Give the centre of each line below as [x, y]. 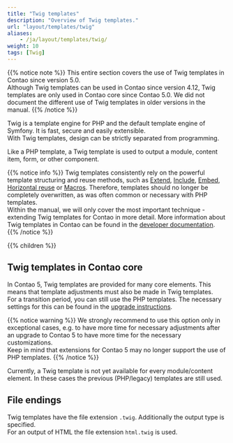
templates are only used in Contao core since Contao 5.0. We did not [106, 94]
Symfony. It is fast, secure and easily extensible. [76, 131]
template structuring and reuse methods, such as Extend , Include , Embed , [114, 180]
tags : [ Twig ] [26, 53]
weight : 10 [23, 46]
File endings [34, 400]
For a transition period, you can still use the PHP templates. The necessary [114, 299]
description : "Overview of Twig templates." [73, 20]
